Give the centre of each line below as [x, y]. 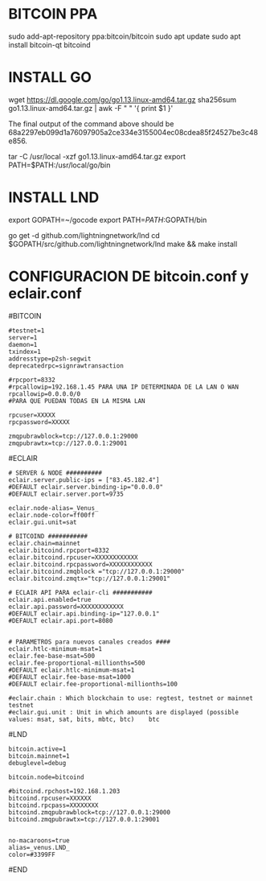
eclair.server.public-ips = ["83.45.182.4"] [84, 480]
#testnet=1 [27, 331]
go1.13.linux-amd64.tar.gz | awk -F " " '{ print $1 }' [91, 108]
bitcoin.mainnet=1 [39, 756]
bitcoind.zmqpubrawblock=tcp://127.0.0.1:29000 [90, 812]
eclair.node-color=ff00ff [51, 515]
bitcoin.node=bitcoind [46, 777]
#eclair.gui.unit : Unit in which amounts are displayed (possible [124, 712]
